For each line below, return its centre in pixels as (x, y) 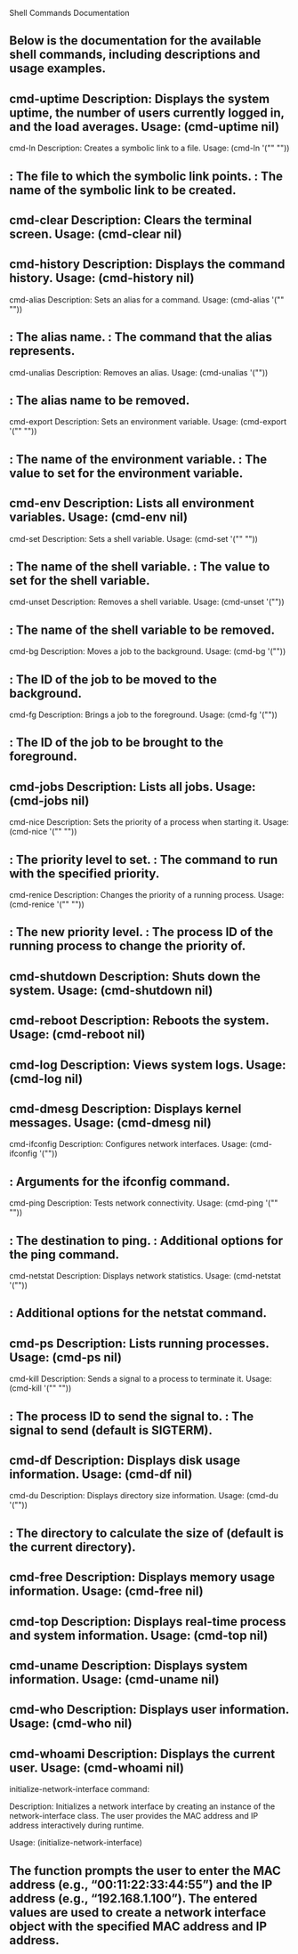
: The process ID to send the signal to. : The (132, 1416)
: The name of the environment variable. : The (138, 459)
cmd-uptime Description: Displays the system (139, 98)
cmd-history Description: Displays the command (147, 265)
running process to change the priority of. (128, 946)
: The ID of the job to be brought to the (117, 743)
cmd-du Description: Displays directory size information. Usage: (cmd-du (144, 1496)
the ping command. (64, 1254)
